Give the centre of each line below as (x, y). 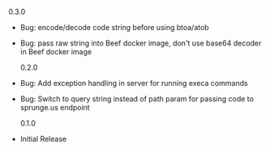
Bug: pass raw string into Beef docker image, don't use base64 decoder (141, 43)
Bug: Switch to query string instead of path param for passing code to (137, 99)
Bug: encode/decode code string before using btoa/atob (114, 27)
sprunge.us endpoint (55, 107)
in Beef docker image (56, 51)
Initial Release (43, 139)
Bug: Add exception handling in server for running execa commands (134, 83)
